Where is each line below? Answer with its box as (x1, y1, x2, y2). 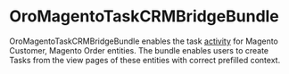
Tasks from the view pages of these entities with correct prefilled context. (9, 54, 281, 65)
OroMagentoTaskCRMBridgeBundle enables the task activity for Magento (9, 36, 279, 46)
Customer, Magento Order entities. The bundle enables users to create (9, 45, 269, 55)
